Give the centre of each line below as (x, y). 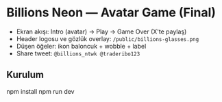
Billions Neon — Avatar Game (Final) (111, 13)
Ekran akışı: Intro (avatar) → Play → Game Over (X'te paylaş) (101, 31)
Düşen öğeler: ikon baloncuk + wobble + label (81, 46)
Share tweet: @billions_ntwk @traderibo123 (78, 53)
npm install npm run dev (40, 91)
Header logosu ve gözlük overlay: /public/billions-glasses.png (108, 38)
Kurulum (25, 75)
